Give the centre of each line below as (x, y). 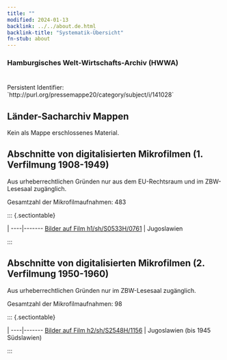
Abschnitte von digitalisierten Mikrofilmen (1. (105, 154)
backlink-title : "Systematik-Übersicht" (66, 33)
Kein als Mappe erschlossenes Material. (63, 133)
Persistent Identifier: (36, 88)
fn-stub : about (29, 39)
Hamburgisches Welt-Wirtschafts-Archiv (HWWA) (93, 63)
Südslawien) (25, 337)
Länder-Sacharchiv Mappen (68, 116)
